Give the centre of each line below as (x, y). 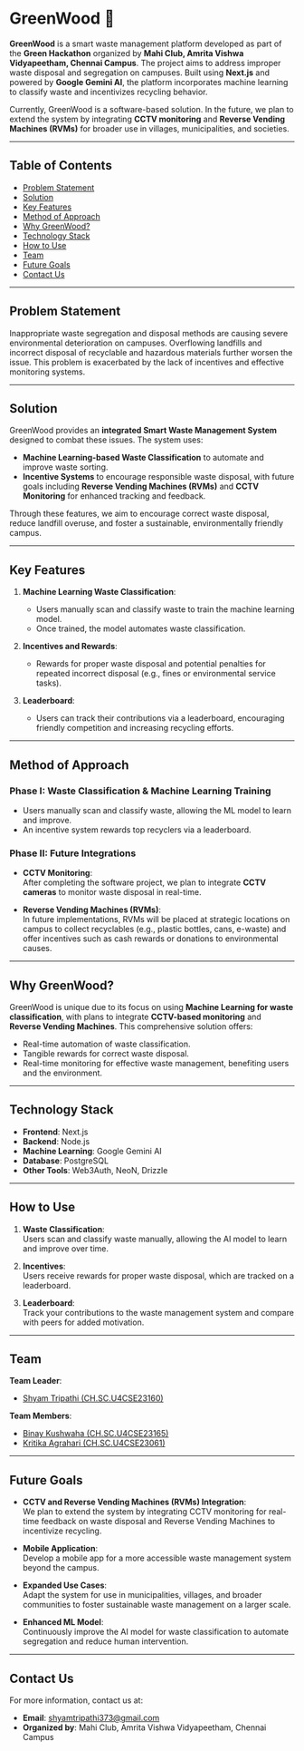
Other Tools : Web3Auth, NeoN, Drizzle (95, 1170)
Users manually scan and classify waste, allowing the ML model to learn (157, 810)
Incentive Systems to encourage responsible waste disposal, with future (158, 477)
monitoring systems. (47, 372)
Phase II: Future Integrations (73, 853)
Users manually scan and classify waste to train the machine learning (166, 609)
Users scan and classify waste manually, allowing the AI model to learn (155, 1239)
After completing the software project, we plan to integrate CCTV (144, 882)
